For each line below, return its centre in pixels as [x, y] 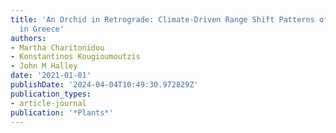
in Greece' [42, 29]
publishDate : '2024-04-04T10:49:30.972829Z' [104, 85]
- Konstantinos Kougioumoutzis [75, 57]
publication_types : [51, 94]
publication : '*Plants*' [62, 112]
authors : [28, 38]
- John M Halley [44, 66]
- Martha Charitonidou [57, 47]
